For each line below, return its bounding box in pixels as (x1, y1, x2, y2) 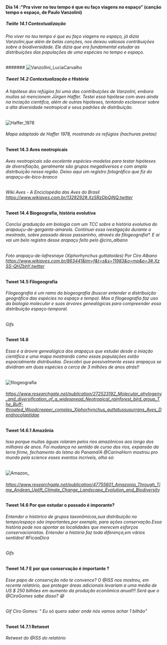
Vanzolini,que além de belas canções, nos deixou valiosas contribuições (5, 38, 155, 44)
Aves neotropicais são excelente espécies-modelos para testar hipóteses (5, 158, 156, 164)
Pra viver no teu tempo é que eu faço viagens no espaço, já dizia (5, 33, 139, 39)
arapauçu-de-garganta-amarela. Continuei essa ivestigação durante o (5, 226, 152, 232)
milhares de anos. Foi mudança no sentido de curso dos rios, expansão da (5, 444, 159, 450)
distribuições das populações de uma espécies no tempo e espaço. (5, 49, 144, 55)
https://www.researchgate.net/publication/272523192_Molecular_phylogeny (5, 391, 162, 397)
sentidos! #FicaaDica (5, 535, 49, 540)
